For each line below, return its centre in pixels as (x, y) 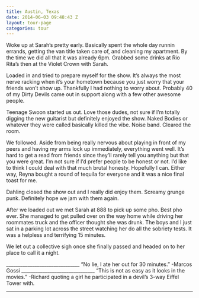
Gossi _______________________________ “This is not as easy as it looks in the (96, 271)
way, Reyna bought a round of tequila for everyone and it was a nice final (95, 174)
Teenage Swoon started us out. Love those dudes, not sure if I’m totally (93, 112)
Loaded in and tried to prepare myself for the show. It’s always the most (94, 75)
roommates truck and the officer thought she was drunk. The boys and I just (99, 223)
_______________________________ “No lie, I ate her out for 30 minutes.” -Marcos (99, 264)
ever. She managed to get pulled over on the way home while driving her (95, 216)
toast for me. (22, 180)
